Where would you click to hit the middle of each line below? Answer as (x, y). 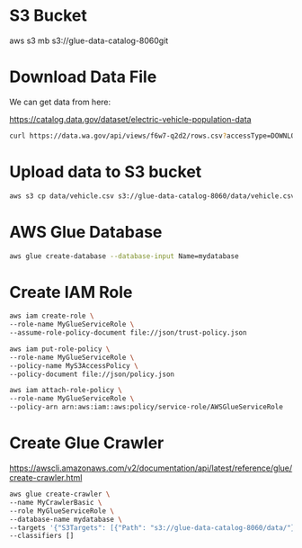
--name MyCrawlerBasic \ (56, 502)
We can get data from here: (60, 102)
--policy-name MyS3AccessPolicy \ (74, 365)
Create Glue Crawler (87, 443)
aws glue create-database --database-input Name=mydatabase (124, 256)
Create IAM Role (71, 292)
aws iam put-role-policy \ (60, 349)
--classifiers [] (42, 536)
